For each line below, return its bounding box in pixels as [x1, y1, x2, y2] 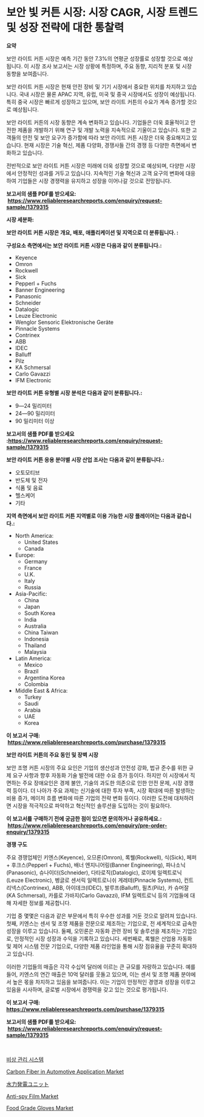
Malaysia [24, 648, 47, 655]
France [24, 564, 42, 571]
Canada [24, 545, 44, 552]
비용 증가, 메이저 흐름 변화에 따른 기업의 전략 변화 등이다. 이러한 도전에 [6, 794, 173, 802]
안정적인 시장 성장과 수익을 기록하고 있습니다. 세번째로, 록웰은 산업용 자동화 [14, 935, 192, 942]
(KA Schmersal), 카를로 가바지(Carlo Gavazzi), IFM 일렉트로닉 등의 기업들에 [6, 892, 189, 899]
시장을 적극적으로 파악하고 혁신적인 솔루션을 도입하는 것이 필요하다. [12, 802, 172, 809]
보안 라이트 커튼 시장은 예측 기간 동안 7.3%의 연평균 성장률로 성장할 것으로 [6, 55, 182, 62]
